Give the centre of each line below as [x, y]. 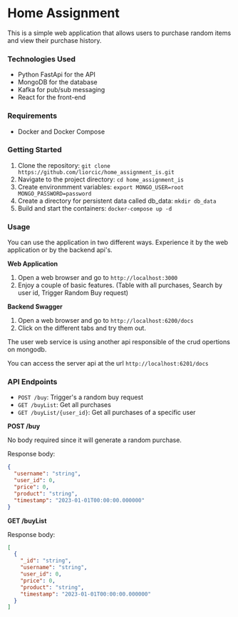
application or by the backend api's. [60, 250]
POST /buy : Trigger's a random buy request [81, 397]
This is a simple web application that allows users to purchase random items [119, 33]
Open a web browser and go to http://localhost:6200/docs [105, 321]
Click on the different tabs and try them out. [82, 328]
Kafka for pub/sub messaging [61, 90]
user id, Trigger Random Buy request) [73, 293]
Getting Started [35, 150]
